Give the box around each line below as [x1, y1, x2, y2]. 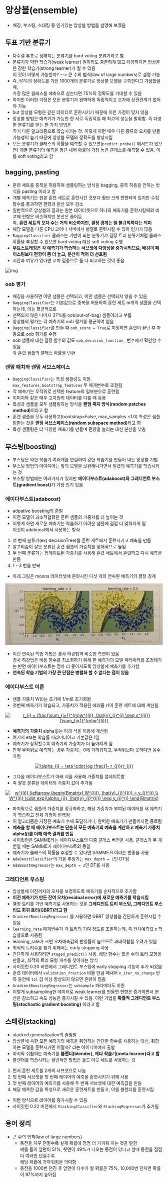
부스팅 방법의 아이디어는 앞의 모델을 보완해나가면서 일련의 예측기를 [12, 463, 142, 469]
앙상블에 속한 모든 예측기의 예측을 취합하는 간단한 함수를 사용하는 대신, [12, 1038, 150, 1044]
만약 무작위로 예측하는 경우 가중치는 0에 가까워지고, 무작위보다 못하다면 [12, 747, 151, 753]
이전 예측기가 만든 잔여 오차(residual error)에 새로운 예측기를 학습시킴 [12, 894, 149, 900]
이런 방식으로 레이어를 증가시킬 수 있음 [12, 1097, 87, 1103]
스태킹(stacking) [5, 1017, 56, 1026]
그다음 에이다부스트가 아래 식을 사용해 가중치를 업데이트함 [12, 773, 125, 779]
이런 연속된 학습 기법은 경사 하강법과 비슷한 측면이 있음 [12, 651, 119, 657]
